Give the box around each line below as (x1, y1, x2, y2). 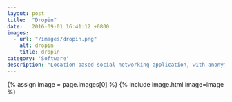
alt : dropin (19, 42, 54, 49)
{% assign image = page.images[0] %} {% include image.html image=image (7, 80, 224, 88)
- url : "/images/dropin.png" (13, 36, 97, 43)
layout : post (7, 10, 45, 17)
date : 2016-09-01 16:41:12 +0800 (7, 23, 110, 30)
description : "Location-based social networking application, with (7, 61, 206, 68)
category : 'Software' (7, 55, 70, 62)
